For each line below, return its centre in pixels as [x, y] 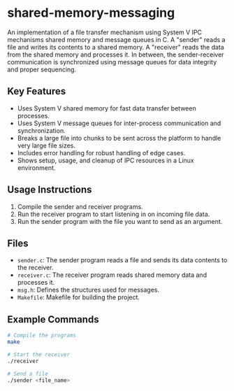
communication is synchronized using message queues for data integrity [112, 62]
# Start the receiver [39, 355]
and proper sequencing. [42, 69]
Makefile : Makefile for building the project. [79, 297]
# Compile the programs [42, 336]
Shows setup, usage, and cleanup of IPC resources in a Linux [105, 160]
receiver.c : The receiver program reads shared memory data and [112, 275]
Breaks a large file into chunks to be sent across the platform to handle [119, 138]
